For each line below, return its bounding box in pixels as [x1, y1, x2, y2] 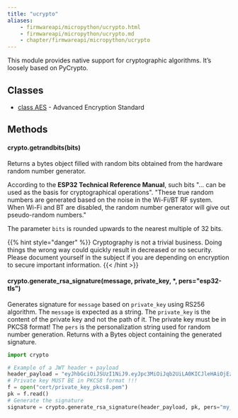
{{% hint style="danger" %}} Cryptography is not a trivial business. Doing [7, 238, 222, 247]
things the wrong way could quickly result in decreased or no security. [7, 245, 213, 254]
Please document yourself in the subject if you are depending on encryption [7, 253, 229, 261]
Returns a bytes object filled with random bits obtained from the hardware [7, 159, 223, 167]
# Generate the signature [7, 397, 84, 404]
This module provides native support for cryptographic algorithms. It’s [7, 56, 212, 64]
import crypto [7, 351, 50, 358]
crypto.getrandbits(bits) [7, 143, 81, 152]
